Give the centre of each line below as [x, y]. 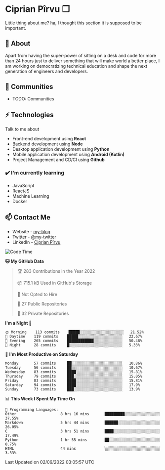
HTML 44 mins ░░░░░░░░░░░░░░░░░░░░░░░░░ [83, 449]
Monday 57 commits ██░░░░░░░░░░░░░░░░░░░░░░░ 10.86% [74, 363]
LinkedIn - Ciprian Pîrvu [36, 242]
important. [16, 28]
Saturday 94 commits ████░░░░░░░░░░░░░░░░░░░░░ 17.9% [73, 385]
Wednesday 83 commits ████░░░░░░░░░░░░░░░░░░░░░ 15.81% [74, 372]
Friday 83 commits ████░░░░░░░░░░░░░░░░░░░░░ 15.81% [74, 381]
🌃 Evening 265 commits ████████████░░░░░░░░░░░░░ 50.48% [74, 341]
